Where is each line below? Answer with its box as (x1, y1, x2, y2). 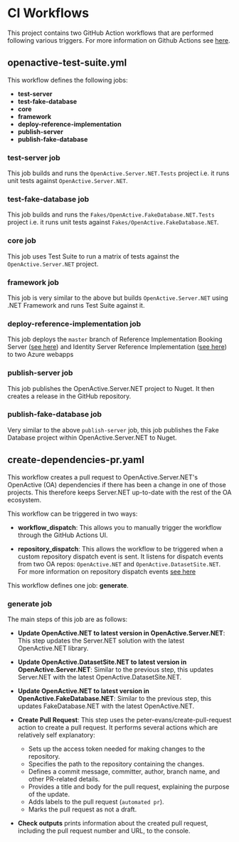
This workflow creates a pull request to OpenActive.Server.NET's (7, 472, 198, 482)
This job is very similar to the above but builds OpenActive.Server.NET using (7, 293, 229, 302)
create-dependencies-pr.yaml (7, 454, 144, 466)
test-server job (7, 152, 60, 162)
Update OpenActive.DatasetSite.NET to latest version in (17, 658, 187, 666)
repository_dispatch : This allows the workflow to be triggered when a (17, 544, 223, 553)
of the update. (28, 789, 70, 799)
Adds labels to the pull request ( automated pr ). (28, 797, 165, 806)
